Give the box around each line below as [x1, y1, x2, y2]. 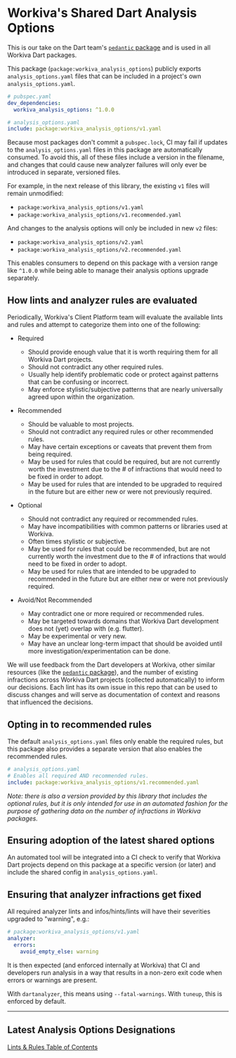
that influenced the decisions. [7, 698, 93, 706]
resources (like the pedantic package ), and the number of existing [7, 668, 199, 677]
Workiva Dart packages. [7, 51, 77, 59]
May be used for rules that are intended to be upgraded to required [27, 480, 223, 488]
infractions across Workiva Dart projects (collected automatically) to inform [7, 675, 225, 684]
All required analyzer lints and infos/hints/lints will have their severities [7, 907, 211, 916]
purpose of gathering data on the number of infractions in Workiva [7, 806, 202, 815]
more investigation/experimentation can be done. [27, 647, 171, 656]
